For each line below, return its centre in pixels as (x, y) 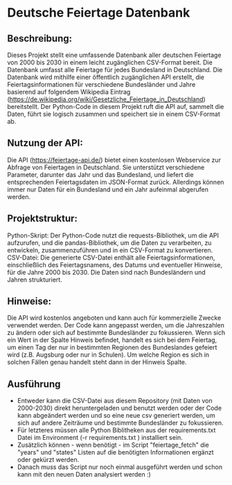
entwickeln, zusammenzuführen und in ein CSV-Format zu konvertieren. (110, 250)
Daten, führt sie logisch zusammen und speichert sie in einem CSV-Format (114, 114)
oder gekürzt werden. (48, 460)
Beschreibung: (40, 39)
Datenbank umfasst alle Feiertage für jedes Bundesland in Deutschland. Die (115, 70)
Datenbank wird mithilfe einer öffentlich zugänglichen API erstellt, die (106, 77)
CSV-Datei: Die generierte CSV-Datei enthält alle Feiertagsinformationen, (111, 257)
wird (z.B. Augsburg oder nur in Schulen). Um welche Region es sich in (108, 355)
